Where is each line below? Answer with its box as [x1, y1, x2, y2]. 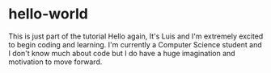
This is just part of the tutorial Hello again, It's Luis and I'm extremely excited [8, 31, 264, 41]
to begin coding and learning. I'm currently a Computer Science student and [8, 39, 262, 49]
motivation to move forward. [8, 57, 103, 67]
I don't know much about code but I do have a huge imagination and [8, 48, 236, 58]
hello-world [8, 5, 89, 23]
